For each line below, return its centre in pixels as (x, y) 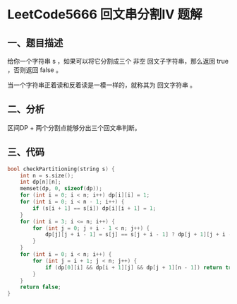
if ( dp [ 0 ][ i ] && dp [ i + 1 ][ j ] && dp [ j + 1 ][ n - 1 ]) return (134, 267)
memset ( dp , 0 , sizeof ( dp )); (61, 189)
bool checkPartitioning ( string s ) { (61, 169)
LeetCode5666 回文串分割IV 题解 (105, 14)
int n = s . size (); (47, 175)
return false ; (41, 287)
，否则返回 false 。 (35, 70)
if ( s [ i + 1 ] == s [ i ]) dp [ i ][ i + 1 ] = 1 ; (95, 208)
